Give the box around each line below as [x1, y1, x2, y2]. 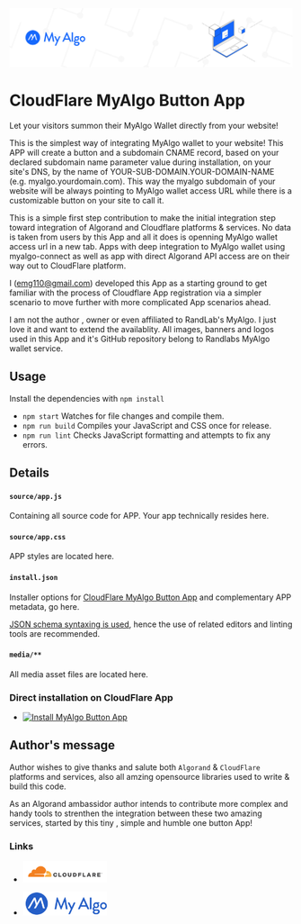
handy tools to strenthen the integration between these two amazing [9, 808, 262, 819]
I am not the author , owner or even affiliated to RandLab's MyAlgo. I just [9, 314, 277, 325]
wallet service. [9, 342, 64, 354]
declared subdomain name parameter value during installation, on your [9, 157, 271, 168]
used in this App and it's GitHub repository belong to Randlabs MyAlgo [9, 333, 270, 344]
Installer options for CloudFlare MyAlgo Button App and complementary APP [9, 592, 292, 602]
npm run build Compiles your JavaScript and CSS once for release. [22, 420, 272, 430]
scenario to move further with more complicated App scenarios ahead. [9, 296, 271, 307]
